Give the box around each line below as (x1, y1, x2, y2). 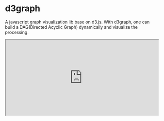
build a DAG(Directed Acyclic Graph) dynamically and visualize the (5, 24, 138, 30)
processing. (5, 29, 29, 35)
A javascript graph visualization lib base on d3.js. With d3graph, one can (5, 19, 150, 25)
